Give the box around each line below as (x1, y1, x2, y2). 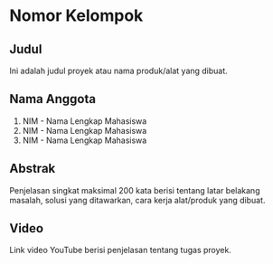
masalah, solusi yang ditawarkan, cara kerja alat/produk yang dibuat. (9, 194, 266, 205)
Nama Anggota (9, 91, 97, 107)
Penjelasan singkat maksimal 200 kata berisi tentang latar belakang (9, 184, 260, 195)
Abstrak (9, 161, 56, 176)
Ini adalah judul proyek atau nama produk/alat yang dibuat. (9, 65, 228, 76)
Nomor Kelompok (9, 5, 144, 26)
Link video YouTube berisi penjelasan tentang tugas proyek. (9, 245, 232, 256)
